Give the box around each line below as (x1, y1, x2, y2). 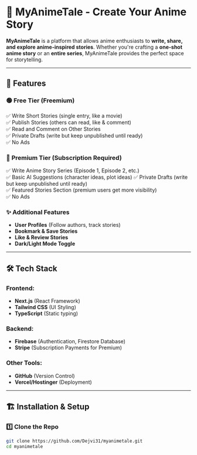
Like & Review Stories (14, 234, 69, 241)
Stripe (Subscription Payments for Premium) (14, 344, 122, 352)
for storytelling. (6, 56, 43, 63)
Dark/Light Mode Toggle (14, 240, 75, 247)
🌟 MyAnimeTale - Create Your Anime (6, 5, 186, 19)
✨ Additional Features (6, 208, 70, 216)
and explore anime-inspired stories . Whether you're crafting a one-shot (6, 44, 183, 51)
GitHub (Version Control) (14, 372, 75, 379)
